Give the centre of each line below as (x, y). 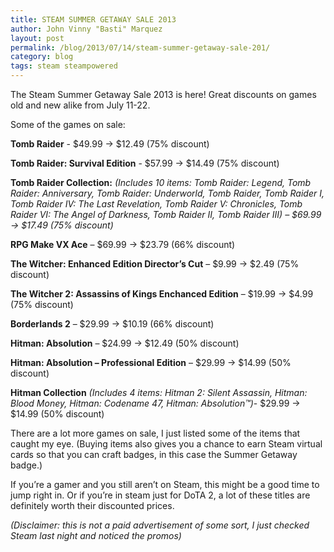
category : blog (42, 57)
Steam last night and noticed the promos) (96, 535)
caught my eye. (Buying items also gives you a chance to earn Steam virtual (166, 444)
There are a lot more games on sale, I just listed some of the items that (155, 433)
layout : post (37, 38)
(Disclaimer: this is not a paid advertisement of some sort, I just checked (160, 525)
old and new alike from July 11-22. (80, 105)
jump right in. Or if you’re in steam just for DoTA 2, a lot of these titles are (160, 495)
